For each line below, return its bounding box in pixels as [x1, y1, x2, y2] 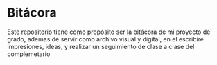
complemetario [7, 50, 51, 58]
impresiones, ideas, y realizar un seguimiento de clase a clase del [7, 42, 195, 50]
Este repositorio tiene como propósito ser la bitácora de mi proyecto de [7, 28, 211, 36]
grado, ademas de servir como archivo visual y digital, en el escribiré [7, 35, 205, 43]
